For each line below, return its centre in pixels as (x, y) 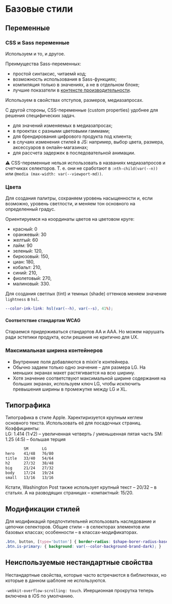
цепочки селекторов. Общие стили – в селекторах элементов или (78, 527)
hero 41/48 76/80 (29, 454)
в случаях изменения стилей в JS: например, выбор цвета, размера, (88, 141)
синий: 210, (25, 273)
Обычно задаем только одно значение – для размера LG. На (79, 367)
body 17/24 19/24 (29, 473)
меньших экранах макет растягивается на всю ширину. (74, 372)
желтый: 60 (25, 240)
